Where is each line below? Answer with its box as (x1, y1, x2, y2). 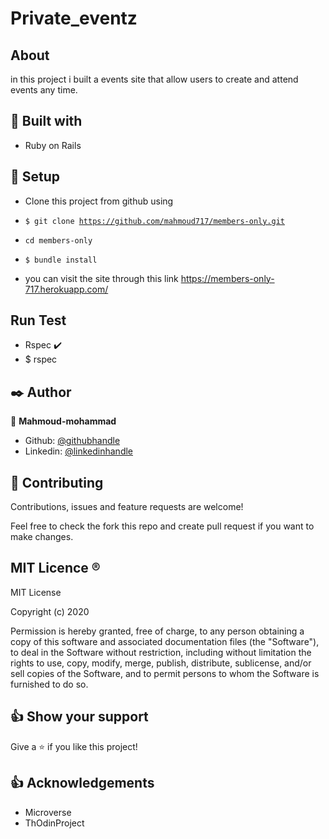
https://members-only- (180, 272, 275, 284)
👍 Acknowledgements (10, 775, 155, 792)
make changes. (10, 531, 74, 543)
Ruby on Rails (24, 139, 82, 151)
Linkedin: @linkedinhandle (24, 445, 134, 457)
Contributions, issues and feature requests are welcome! (10, 501, 244, 513)
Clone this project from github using (24, 195, 174, 207)
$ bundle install (24, 255, 98, 265)
